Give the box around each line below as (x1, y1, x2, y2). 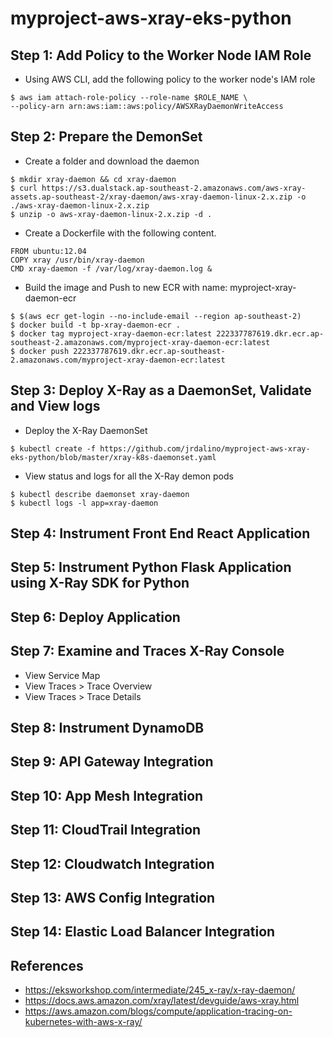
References (10, 957, 84, 974)
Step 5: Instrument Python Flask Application (10, 559, 292, 576)
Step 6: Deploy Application (10, 608, 181, 626)
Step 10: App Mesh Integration (10, 787, 204, 804)
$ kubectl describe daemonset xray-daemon (10, 489, 190, 499)
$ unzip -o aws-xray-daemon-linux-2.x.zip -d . (10, 209, 213, 219)
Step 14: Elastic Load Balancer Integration (10, 923, 276, 941)
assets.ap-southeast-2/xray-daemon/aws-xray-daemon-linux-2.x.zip (10, 192, 293, 202)
